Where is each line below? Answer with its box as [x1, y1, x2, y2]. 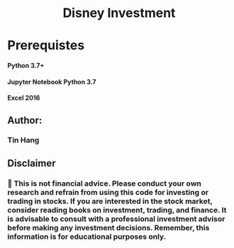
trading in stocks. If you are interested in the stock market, [7, 196, 213, 206]
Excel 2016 [7, 94, 40, 102]
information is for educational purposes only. [7, 232, 167, 242]
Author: [7, 114, 43, 126]
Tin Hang [7, 135, 40, 145]
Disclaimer [7, 157, 56, 169]
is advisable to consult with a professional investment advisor [7, 214, 225, 224]
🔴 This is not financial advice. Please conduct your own [7, 179, 202, 188]
